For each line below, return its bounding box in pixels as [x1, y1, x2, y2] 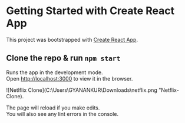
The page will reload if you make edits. [6, 104, 100, 111]
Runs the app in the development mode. [6, 69, 103, 76]
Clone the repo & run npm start [6, 53, 121, 63]
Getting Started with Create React [6, 4, 175, 18]
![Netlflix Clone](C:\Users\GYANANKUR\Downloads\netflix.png [6, 87, 157, 94]
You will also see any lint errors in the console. [6, 110, 119, 117]
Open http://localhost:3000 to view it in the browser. [6, 75, 133, 82]
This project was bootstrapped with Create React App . [6, 36, 138, 43]
